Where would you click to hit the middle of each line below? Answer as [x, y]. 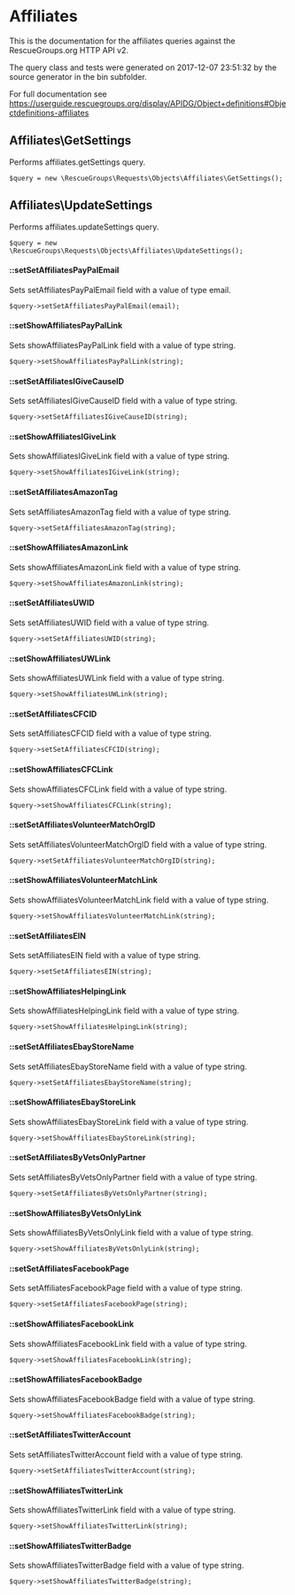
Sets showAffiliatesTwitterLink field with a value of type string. [123, 1510]
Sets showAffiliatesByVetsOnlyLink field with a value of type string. [132, 1233]
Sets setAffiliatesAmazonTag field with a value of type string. [120, 512]
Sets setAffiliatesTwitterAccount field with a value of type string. [126, 1455]
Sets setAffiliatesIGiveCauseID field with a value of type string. [123, 401]
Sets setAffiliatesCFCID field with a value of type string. [111, 733]
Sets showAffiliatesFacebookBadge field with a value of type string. [132, 1399]
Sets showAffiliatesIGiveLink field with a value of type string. [120, 456]
